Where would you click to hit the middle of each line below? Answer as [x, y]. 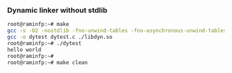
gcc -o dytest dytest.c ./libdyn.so [60, 37]
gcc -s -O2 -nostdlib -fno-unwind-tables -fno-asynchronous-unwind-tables [117, 31]
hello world [24, 50]
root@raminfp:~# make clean [48, 62]
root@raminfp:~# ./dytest [44, 43]
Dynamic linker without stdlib [57, 10]
